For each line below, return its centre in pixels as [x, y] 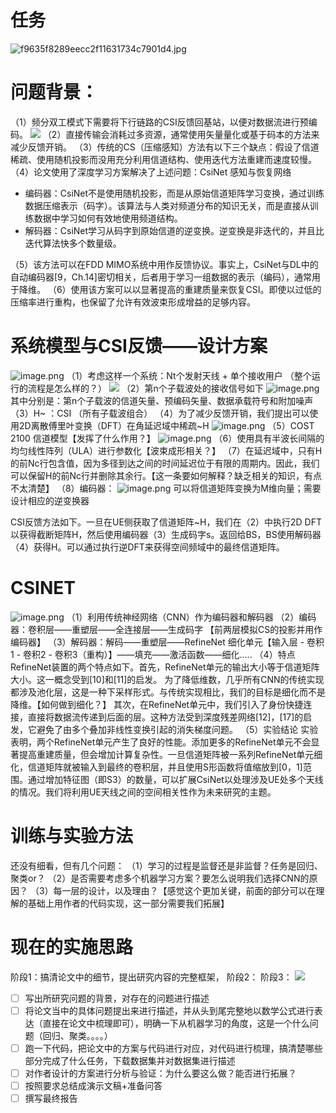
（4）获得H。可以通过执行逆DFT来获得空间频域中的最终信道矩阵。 [147, 547]
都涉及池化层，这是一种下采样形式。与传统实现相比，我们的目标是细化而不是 [168, 692]
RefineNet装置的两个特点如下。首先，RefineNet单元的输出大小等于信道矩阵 [165, 667]
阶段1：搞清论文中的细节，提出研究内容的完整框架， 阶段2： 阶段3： [151, 977]
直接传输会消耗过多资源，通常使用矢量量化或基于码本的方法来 [192, 134]
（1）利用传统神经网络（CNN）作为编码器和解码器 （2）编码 [191, 617]
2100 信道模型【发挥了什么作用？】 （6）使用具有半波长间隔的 [167, 438]
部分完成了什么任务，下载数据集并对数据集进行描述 [130, 1060]
